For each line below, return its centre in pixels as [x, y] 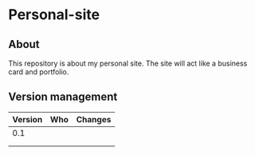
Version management [63, 97]
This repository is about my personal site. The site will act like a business [128, 63]
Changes [94, 119]
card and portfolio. [39, 72]
